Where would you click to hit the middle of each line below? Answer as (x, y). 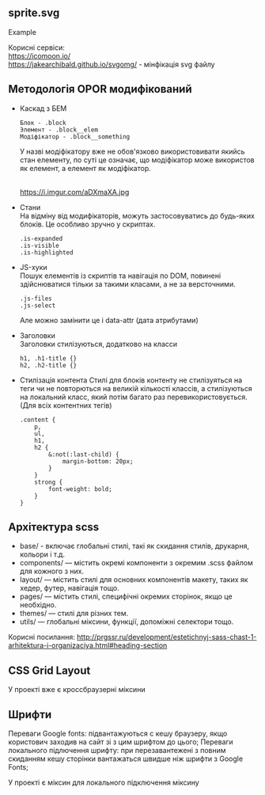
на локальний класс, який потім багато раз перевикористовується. (133, 397)
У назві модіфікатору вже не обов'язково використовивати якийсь (132, 151)
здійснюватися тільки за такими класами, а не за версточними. (127, 283)
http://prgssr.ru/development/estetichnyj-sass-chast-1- (167, 637)
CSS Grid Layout (49, 670)
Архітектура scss (54, 527)
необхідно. (38, 605)
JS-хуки (33, 267)
